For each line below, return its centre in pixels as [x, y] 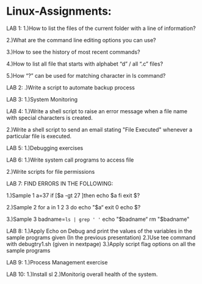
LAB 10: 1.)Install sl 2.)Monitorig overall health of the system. [82, 274]
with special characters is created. [49, 118]
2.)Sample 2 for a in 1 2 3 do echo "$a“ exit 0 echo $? [74, 207]
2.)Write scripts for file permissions [51, 171]
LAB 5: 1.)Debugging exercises [45, 148]
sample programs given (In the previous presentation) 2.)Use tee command [101, 237]
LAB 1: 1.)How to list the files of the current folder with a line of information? [101, 28]
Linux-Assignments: [59, 11]
